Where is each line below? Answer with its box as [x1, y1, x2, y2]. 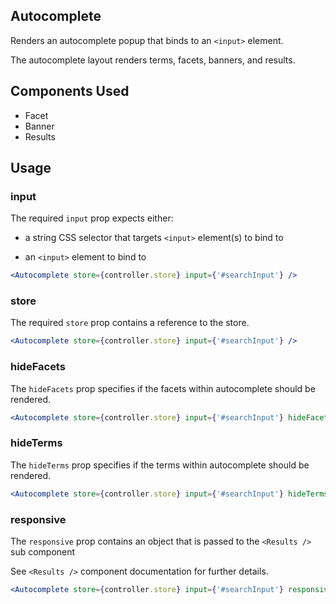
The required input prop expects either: [10, 212, 174, 224]
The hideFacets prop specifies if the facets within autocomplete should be [10, 382, 316, 394]
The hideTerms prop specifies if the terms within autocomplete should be [10, 459, 310, 471]
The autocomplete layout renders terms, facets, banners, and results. [10, 54, 296, 66]
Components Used [10, 83, 130, 100]
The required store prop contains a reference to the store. [10, 317, 250, 329]
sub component [10, 546, 76, 558]
